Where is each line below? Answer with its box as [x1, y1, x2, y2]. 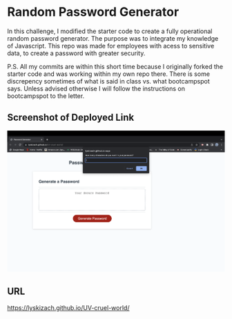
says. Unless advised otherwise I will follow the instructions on [7, 84, 185, 93]
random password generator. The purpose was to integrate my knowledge [7, 34, 219, 42]
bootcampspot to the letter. [7, 91, 85, 100]
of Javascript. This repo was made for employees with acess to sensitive [7, 41, 215, 50]
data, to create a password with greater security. [7, 49, 146, 57]
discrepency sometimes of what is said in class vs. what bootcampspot [7, 77, 210, 85]
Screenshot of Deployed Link [7, 112, 135, 124]
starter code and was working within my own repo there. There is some [7, 70, 211, 78]
